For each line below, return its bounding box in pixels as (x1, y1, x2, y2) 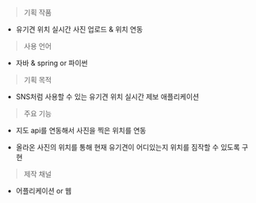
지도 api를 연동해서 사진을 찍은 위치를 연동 (15, 126, 147, 135)
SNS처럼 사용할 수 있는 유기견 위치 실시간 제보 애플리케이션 (15, 92, 200, 101)
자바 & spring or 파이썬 (15, 59, 89, 67)
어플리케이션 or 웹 (15, 186, 72, 195)
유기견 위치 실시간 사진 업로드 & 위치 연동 (15, 25, 143, 34)
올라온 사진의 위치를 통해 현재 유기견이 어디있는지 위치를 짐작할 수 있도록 (15, 143, 240, 151)
